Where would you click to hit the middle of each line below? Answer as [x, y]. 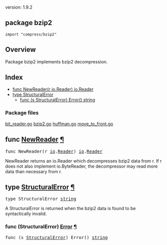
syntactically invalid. [26, 214]
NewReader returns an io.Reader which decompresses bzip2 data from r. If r [83, 161]
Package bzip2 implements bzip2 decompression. [57, 61]
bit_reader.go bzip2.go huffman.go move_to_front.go [59, 124]
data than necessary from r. [34, 171]
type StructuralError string [41, 199]
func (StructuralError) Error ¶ [41, 227]
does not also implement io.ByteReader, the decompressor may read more [82, 166]
